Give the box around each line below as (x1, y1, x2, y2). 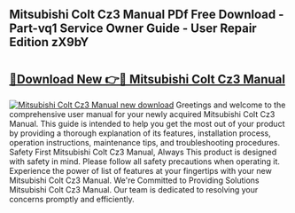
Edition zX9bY (9, 35, 89, 50)
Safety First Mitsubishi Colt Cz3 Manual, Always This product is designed (9, 146, 277, 157)
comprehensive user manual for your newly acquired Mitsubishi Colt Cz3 (9, 109, 276, 119)
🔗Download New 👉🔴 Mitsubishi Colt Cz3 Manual (9, 71, 286, 87)
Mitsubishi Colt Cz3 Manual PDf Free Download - (9, 7, 284, 22)
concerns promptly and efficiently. (9, 194, 135, 204)
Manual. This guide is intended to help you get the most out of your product (9, 119, 285, 129)
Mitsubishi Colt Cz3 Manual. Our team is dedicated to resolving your (9, 185, 259, 194)
